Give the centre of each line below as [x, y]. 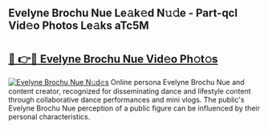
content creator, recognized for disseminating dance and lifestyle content [130, 91]
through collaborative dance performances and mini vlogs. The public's [126, 100]
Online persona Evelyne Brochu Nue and [178, 82]
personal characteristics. [49, 117]
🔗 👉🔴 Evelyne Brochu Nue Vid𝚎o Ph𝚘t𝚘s [113, 59]
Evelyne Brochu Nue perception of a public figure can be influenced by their [134, 108]
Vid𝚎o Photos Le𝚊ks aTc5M [79, 26]
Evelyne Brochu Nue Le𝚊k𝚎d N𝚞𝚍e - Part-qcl [123, 13]
